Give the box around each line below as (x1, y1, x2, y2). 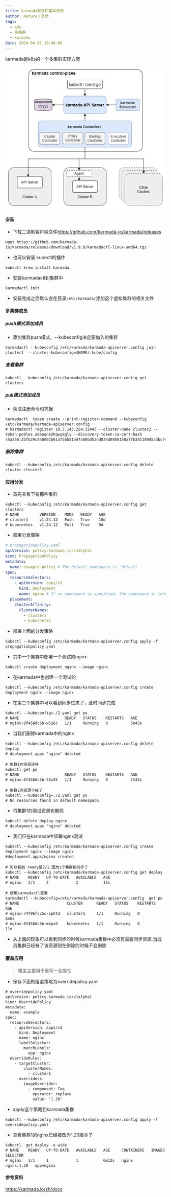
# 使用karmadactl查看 (5, 891, 48, 896)
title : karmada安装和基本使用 (5, 8, 64, 13)
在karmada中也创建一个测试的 (12, 674, 76, 680)
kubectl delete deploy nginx (5, 818, 67, 824)
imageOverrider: (23, 1081, 58, 1086)
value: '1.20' (32, 1096, 63, 1101)
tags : (5, 19, 17, 24)
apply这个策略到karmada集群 (12, 1106, 74, 1112)
